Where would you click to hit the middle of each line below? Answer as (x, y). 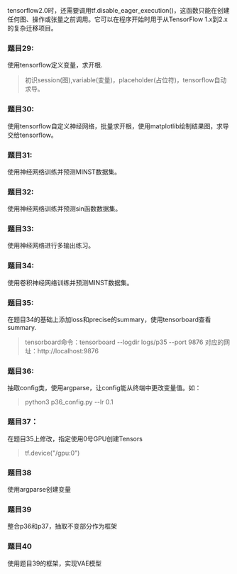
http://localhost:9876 (68, 351)
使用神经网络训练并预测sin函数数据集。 (65, 209)
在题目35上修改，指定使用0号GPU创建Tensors (75, 438)
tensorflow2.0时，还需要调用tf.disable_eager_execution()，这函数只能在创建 (118, 10)
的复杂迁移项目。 (32, 28)
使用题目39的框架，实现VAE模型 (55, 563)
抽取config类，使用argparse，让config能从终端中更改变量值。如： (104, 388)
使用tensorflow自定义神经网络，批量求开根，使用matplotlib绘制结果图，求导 (118, 126)
